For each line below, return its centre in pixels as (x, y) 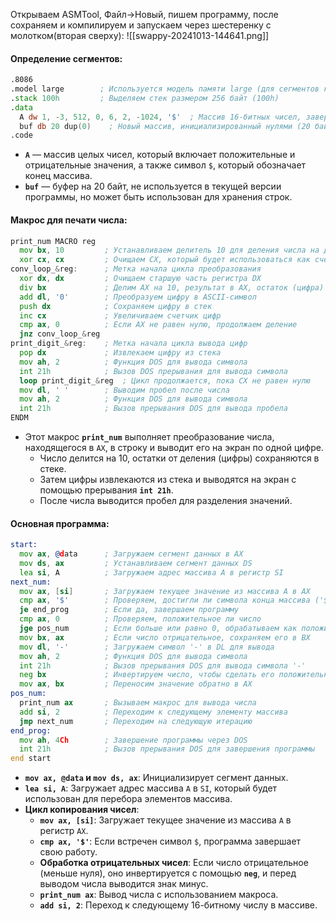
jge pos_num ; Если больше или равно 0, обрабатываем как (158, 629)
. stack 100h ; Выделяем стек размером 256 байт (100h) (145, 98)
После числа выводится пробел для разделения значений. (166, 501)
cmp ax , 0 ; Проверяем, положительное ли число (140, 619)
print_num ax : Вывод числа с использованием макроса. (159, 895)
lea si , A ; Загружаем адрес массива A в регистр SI (151, 572)
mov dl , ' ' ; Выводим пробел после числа (124, 390)
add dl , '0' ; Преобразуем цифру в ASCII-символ (138, 297)
